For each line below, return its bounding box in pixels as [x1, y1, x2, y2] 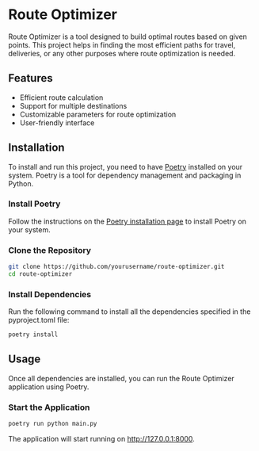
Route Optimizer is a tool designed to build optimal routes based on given [8, 32, 248, 41]
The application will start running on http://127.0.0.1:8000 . [8, 434, 196, 444]
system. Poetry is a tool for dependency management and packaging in [8, 170, 242, 180]
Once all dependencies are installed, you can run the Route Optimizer [8, 373, 235, 383]
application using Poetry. [8, 382, 90, 392]
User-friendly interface [19, 117, 95, 128]
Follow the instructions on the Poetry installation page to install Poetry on [8, 216, 247, 226]
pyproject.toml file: [8, 315, 70, 325]
